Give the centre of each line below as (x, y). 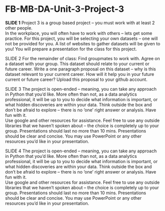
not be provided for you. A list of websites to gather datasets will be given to (83, 43)
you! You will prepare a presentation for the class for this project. (71, 49)
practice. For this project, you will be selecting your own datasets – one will (82, 38)
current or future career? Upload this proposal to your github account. (76, 79)
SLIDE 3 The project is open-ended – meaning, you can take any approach (81, 89)
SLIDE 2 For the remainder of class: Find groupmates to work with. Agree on (83, 58)
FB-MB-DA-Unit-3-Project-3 (65, 9)
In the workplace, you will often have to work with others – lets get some (79, 33)
